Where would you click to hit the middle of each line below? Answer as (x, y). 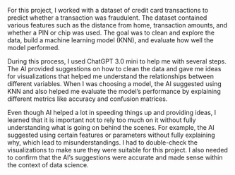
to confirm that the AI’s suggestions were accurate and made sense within (115, 157)
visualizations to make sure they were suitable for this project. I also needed (117, 150)
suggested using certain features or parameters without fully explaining (111, 135)
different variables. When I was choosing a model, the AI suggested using (115, 84)
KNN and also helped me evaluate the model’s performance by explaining (114, 91)
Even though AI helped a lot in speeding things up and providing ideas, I (112, 113)
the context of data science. (48, 165)
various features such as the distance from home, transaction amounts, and (117, 25)
